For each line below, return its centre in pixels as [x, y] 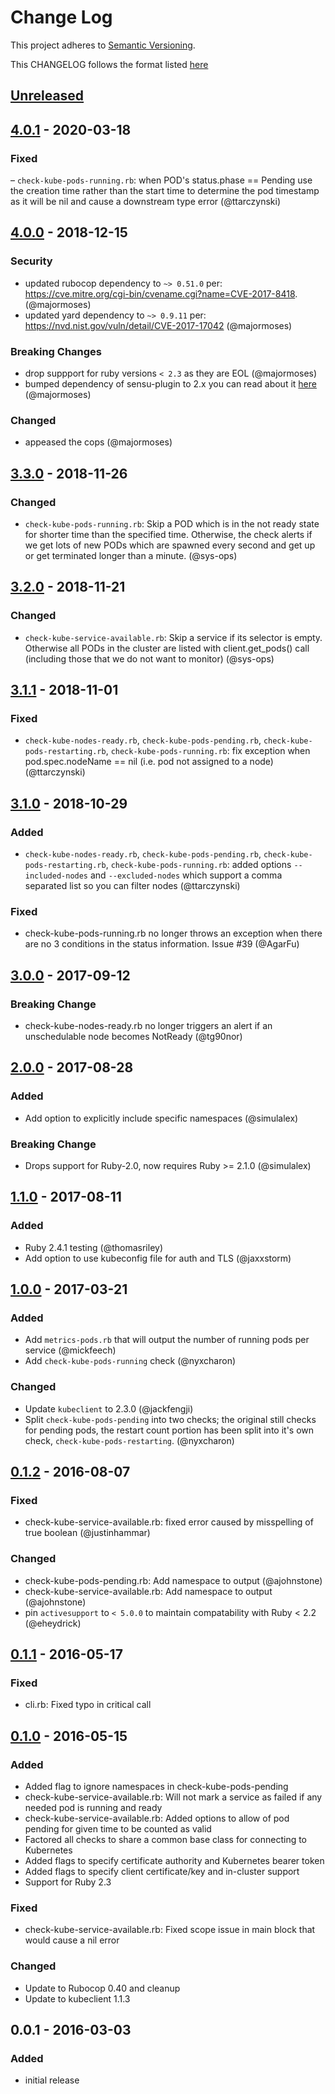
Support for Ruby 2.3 [68, 1882]
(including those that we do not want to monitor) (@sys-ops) [149, 658]
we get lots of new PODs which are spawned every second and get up [170, 545]
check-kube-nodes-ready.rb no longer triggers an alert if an [148, 1026]
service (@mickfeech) [70, 1350]
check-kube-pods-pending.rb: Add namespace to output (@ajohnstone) [173, 1580]
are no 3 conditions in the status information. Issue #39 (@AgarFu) [162, 944]
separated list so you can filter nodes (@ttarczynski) [132, 886]
